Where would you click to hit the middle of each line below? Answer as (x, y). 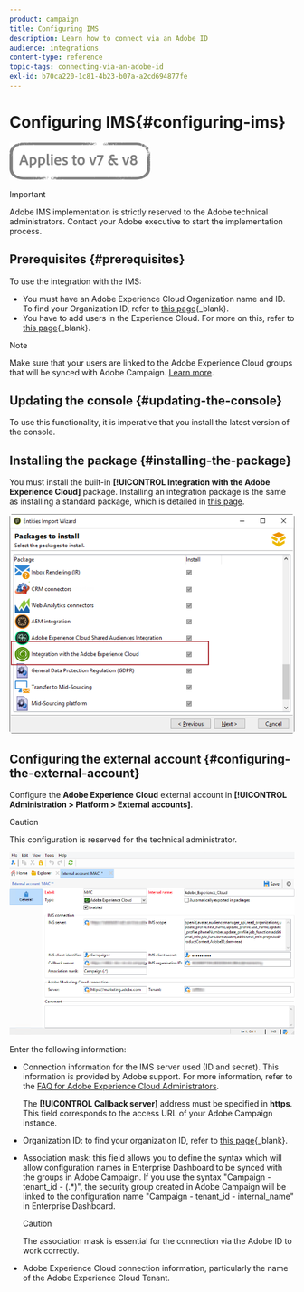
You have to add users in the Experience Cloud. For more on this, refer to (158, 318)
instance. (39, 1123)
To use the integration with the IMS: (76, 281)
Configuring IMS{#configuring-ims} (148, 123)
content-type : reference (56, 57)
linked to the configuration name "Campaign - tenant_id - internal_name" (158, 1196)
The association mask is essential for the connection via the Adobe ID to (157, 1240)
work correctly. (51, 1250)
